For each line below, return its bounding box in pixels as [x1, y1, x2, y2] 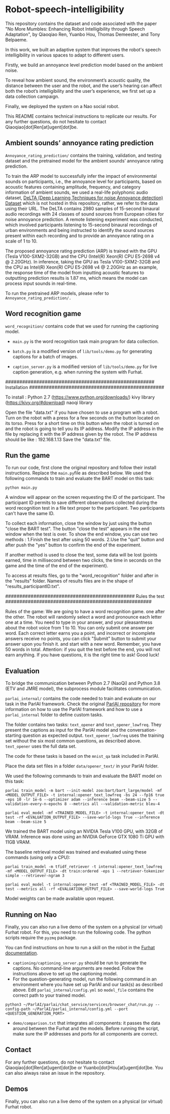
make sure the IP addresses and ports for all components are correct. [12, 1031, 158, 1037]
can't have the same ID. [5, 511, 55, 517]
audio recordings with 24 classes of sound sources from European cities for [5, 210, 164, 217]
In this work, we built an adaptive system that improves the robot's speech [5, 46, 161, 52]
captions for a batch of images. [12, 353, 78, 360]
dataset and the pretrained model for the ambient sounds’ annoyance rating [5, 157, 163, 164]
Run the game [5, 451, 50, 460]
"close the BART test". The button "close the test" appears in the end [5, 526, 150, 532]
